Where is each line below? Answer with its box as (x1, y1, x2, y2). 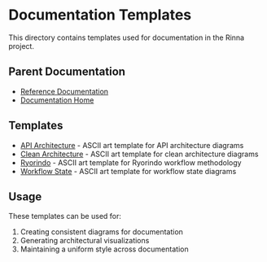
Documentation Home (20, 95, 94, 105)
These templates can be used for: (8, 212, 122, 221)
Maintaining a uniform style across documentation (20, 244, 189, 254)
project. (8, 41, 35, 50)
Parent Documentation (8, 65, 126, 79)
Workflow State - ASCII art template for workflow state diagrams (20, 166, 237, 176)
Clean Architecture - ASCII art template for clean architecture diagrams (20, 149, 259, 159)
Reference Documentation (20, 86, 108, 96)
